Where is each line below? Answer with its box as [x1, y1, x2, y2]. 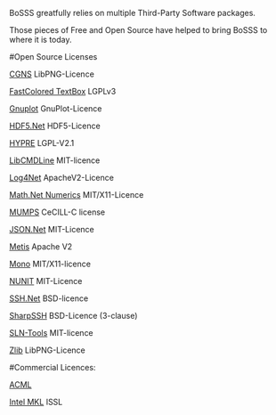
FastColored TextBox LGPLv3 [9, 86, 117, 96]
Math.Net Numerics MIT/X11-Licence [9, 190, 144, 199]
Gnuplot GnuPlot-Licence [9, 103, 102, 114]
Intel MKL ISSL [9, 396, 63, 407]
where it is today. [9, 35, 73, 45]
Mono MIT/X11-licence [9, 258, 92, 269]
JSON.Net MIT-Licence [9, 224, 95, 234]
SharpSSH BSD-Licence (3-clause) [9, 311, 138, 321]
